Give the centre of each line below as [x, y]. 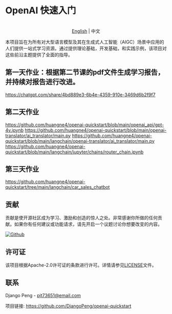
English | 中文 [86, 31]
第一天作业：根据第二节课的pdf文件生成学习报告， [85, 72]
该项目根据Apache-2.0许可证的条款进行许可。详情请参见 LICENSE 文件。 [81, 265]
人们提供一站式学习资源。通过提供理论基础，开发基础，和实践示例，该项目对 [86, 48]
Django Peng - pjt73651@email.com [43, 295]
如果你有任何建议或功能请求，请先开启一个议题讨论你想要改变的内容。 [88, 224]
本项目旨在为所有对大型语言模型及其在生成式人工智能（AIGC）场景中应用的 [85, 42]
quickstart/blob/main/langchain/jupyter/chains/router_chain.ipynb [74, 152]
